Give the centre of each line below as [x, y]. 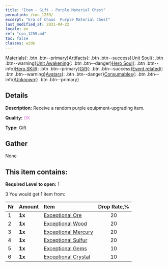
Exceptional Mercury [68, 232]
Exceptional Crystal [67, 257]
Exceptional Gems [65, 249]
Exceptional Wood [65, 224]
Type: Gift [16, 128]
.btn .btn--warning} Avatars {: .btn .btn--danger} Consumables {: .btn [76, 74]
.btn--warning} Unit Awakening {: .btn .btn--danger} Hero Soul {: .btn [75, 63]
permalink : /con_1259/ [29, 15]
